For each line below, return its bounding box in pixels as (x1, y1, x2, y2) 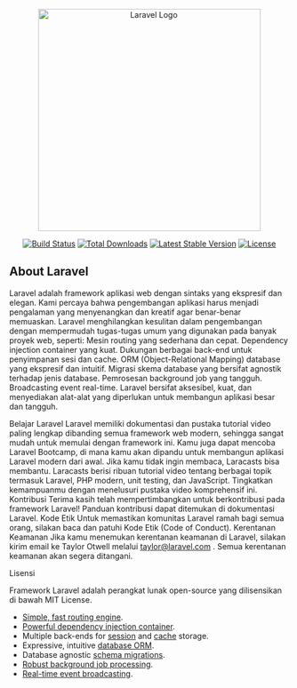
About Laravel (9, 264, 89, 279)
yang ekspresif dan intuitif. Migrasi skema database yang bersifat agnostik (9, 363, 282, 373)
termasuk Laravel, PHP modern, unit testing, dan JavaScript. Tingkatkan (9, 475, 274, 485)
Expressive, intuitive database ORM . (21, 640, 155, 651)
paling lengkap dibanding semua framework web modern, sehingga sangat (9, 428, 285, 438)
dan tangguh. (9, 401, 59, 412)
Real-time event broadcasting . (21, 668, 133, 679)
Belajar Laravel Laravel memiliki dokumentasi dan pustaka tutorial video (9, 418, 271, 428)
